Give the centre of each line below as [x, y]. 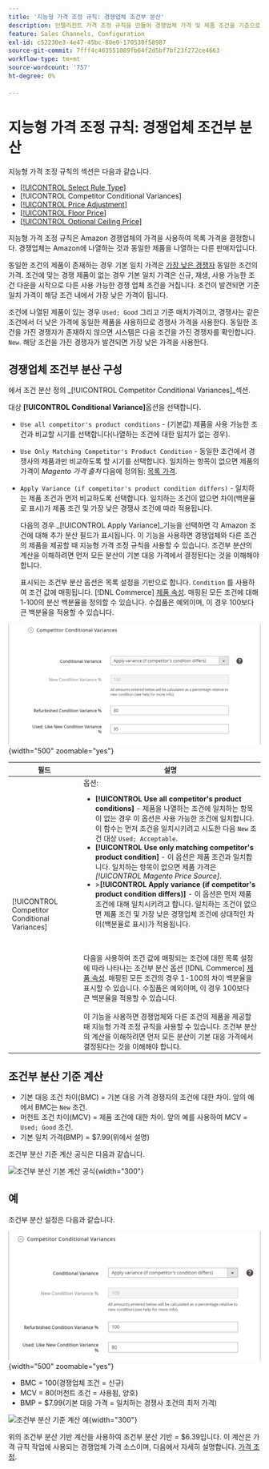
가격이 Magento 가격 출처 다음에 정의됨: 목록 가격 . [98, 472]
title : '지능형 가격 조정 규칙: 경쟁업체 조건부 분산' [86, 17]
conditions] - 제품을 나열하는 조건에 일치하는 [167, 808]
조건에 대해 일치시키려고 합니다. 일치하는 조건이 [169, 904]
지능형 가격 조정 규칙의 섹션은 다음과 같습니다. [80, 171]
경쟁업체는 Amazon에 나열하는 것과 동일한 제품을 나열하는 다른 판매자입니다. [138, 247]
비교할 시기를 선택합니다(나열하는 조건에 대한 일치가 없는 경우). [132, 434]
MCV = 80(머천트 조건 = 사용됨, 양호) [79, 1392]
